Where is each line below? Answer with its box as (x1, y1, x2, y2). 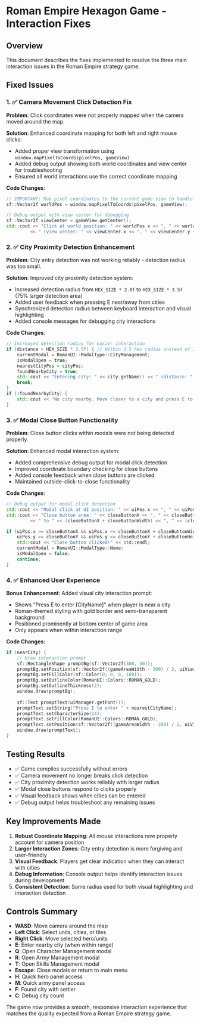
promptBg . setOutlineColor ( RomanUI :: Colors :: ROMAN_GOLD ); (17, 677, 161, 683)
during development (14, 876, 65, 884)
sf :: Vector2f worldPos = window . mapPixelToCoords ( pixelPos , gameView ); (6, 201, 187, 207)
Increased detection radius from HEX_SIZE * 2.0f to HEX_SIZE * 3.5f (14, 286, 183, 293)
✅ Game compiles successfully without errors (14, 765, 128, 772)
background (14, 614, 45, 621)
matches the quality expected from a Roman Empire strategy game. (6, 1010, 171, 1017)
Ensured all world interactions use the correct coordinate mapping (14, 172, 177, 180)
